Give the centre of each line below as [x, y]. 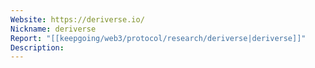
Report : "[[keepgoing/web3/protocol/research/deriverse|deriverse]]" [158, 38]
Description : [37, 47]
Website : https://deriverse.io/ [77, 19]
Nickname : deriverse [53, 29]
